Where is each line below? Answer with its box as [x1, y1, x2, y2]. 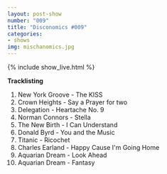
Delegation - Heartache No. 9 [17, 106, 104, 114]
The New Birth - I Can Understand [17, 121, 118, 129]
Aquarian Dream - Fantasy [17, 158, 95, 167]
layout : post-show [7, 10, 62, 18]
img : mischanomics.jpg [7, 43, 75, 50]
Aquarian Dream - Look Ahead [17, 151, 107, 159]
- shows [7, 37, 31, 44]
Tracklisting [7, 77, 44, 85]
